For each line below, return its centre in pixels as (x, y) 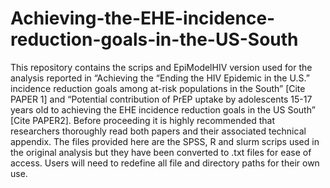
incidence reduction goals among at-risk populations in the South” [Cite (158, 88)
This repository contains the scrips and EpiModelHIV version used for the (161, 67)
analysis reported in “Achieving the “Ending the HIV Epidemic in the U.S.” (160, 78)
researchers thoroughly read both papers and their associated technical (158, 131)
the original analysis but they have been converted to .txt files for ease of (161, 152)
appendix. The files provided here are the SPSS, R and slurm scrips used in (165, 141)
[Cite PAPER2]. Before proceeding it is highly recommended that (143, 120)
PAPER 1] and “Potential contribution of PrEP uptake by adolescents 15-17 (161, 99)
